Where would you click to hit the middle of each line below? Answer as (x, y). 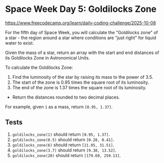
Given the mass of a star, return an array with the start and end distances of (82, 53)
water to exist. (20, 43)
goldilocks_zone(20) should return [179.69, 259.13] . (66, 155)
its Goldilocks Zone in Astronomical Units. (47, 57)
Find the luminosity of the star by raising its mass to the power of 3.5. (83, 77)
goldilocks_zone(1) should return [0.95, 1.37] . (61, 134)
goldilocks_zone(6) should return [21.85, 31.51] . (63, 145)
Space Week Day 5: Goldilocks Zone (81, 9)
